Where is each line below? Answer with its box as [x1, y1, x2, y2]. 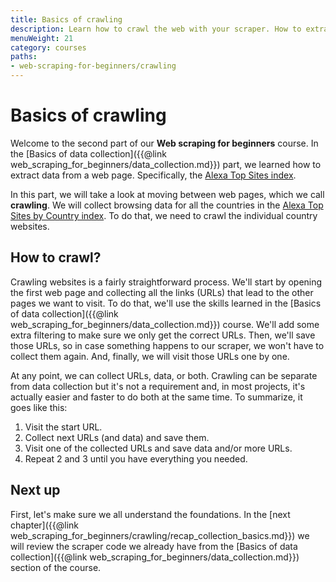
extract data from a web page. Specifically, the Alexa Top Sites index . [10, 169, 297, 181]
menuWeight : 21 [10, 33, 74, 43]
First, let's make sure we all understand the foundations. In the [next [10, 508, 291, 520]
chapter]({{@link [10, 519, 79, 531]
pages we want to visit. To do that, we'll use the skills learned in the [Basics [10, 297, 322, 309]
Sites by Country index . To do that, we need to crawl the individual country [10, 209, 318, 221]
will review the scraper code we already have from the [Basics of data [10, 540, 298, 552]
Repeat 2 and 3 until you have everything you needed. [24, 452, 248, 465]
